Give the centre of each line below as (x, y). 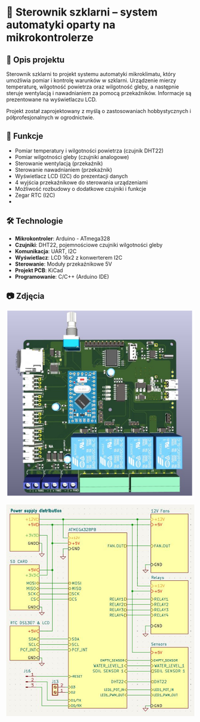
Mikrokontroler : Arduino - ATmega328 (62, 238)
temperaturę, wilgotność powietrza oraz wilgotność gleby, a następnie (93, 87)
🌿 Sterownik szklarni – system (82, 12)
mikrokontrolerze (50, 38)
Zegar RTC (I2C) (35, 195)
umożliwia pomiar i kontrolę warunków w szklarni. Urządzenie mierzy (91, 80)
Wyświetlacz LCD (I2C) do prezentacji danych (71, 176)
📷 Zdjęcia (25, 296)
